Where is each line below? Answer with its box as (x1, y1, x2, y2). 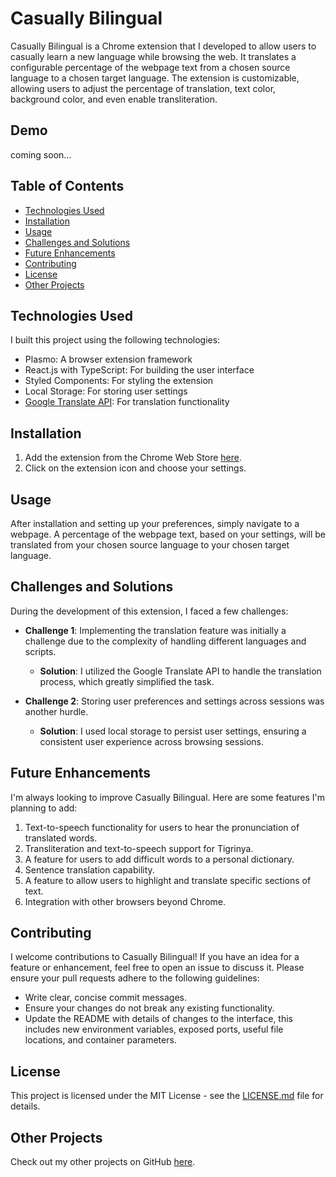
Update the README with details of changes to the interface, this (24, 1013, 293, 1025)
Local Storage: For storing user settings (24, 385, 188, 397)
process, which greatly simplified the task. (39, 675, 215, 687)
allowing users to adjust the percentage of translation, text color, (10, 82, 277, 94)
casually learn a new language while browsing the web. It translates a (10, 50, 297, 62)
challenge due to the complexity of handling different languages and (24, 635, 307, 647)
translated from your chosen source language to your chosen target (10, 539, 290, 551)
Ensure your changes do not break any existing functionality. (24, 1002, 275, 1014)
